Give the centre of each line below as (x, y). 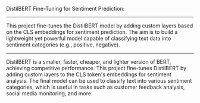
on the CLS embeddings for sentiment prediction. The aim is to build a (92, 32)
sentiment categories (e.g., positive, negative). (63, 45)
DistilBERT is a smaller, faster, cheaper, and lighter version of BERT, (89, 62)
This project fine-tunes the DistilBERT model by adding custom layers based (100, 26)
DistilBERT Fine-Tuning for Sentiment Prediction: (65, 9)
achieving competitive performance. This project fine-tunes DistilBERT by (96, 68)
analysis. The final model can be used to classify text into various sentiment (99, 81)
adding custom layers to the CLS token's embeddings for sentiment (89, 74)
